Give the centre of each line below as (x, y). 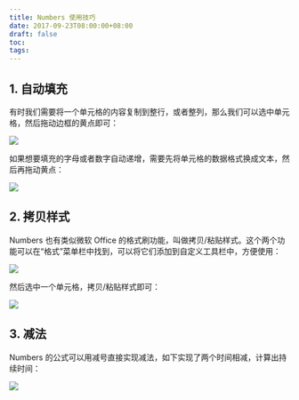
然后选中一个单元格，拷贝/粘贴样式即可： (85, 286)
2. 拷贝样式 (40, 217)
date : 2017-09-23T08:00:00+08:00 (71, 26)
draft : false (33, 34)
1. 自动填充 (39, 88)
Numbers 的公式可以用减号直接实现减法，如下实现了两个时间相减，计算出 (144, 357)
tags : (19, 51)
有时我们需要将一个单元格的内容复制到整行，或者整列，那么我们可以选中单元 (149, 111)
